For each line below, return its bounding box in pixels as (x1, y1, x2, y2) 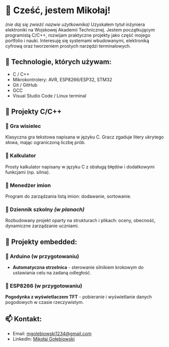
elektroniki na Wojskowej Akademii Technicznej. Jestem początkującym (5, 26, 155, 32)
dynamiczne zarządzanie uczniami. (5, 223, 79, 229)
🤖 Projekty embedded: (5, 237, 78, 246)
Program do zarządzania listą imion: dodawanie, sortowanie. (5, 193, 132, 199)
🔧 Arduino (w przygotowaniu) (5, 253, 80, 260)
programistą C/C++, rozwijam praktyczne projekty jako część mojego (5, 32, 151, 38)
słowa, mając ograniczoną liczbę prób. (5, 140, 86, 146)
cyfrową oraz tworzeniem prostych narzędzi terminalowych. (5, 43, 131, 49)
